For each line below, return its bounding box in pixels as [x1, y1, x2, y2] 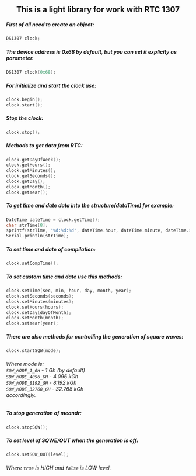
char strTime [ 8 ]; [6, 222, 48, 228]
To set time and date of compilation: [6, 246, 96, 253]
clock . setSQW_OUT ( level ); [6, 451, 69, 458]
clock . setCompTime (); [6, 260, 59, 267]
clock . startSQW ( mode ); [6, 348, 61, 354]
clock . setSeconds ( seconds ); [6, 293, 75, 299]
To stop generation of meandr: [6, 409, 82, 417]
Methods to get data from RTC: [6, 142, 83, 149]
